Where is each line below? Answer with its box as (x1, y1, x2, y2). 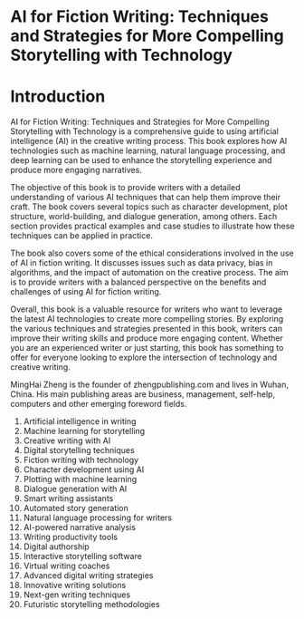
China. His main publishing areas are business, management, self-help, (10, 389, 275, 400)
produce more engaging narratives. (10, 165, 143, 176)
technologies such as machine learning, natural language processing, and (10, 145, 286, 156)
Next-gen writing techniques (23, 589, 130, 600)
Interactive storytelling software (23, 551, 143, 562)
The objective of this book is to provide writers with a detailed (10, 182, 241, 193)
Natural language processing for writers (23, 512, 173, 523)
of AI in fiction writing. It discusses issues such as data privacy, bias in (10, 257, 273, 268)
